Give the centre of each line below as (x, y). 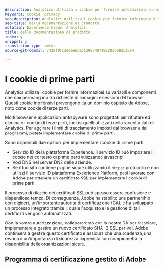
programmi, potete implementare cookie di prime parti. (60, 133)
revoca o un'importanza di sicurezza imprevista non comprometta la (74, 239)
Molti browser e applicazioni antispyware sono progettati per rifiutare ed (78, 117)
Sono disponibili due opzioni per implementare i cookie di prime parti (74, 143)
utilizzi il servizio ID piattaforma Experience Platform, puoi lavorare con (83, 173)
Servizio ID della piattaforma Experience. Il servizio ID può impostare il (83, 152)
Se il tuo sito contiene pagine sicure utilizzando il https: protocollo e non (85, 168)
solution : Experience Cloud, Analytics (46, 28)
